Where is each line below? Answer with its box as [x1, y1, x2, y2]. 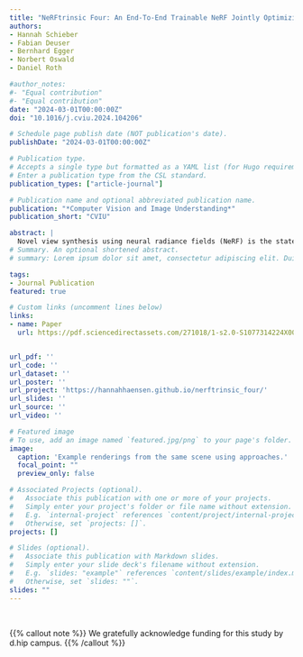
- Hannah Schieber [9, 30, 78, 39]
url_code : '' [9, 360, 59, 370]
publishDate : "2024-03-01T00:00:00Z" [9, 138, 151, 147]
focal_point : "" [17, 461, 78, 470]
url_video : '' [9, 411, 63, 420]
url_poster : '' [9, 378, 67, 387]
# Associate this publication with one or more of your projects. [9, 494, 272, 503]
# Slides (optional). [9, 543, 91, 552]
